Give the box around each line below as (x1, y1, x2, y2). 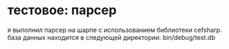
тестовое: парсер (7, 2, 117, 18)
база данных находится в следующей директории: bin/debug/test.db (7, 33, 215, 41)
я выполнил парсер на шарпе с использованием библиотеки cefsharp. (7, 26, 223, 34)
